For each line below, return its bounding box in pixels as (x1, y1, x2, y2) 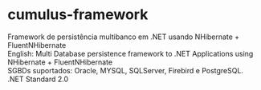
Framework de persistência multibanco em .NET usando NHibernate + (7, 32, 240, 41)
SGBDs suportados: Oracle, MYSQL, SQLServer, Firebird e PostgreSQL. (7, 65, 244, 75)
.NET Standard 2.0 (7, 74, 69, 84)
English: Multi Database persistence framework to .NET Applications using (7, 49, 254, 58)
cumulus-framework (7, 6, 149, 24)
